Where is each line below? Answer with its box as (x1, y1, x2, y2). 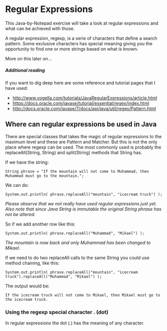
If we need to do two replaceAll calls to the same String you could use (5, 255, 149, 261)
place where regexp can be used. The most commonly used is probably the (5, 144, 161, 150)
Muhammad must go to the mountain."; (5, 173, 84, 178)
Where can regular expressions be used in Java (5, 120, 157, 129)
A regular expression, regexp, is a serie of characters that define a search (5, 35, 157, 41)
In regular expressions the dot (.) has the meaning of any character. (5, 320, 144, 326)
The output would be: (5, 283, 50, 289)
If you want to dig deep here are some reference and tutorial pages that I (5, 79, 155, 86)
